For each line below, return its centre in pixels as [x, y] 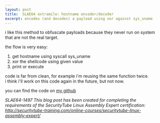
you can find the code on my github [40, 91]
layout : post [18, 9]
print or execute [28, 67]
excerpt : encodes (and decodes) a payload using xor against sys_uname [79, 18]
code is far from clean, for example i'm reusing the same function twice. [77, 76]
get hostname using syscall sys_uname [51, 56]
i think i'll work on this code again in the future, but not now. [65, 81]
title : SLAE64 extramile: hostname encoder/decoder [59, 14]
